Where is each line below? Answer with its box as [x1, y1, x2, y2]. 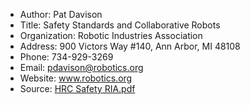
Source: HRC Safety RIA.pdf [19, 83, 136, 94]
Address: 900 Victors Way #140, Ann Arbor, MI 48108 [19, 40, 241, 52]
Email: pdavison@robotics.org [19, 62, 144, 73]
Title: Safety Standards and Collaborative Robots [19, 19, 221, 31]
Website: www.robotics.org [19, 72, 133, 84]
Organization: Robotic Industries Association [19, 30, 203, 41]
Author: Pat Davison [19, 9, 103, 20]
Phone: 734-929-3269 [19, 51, 114, 63]
